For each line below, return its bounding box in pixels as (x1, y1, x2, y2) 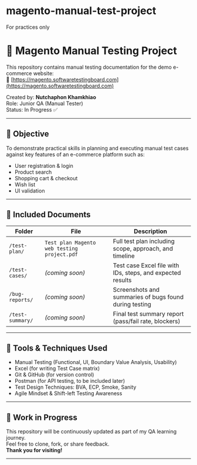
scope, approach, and (113, 244, 173, 252)
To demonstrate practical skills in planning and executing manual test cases (6, 144, 189, 151)
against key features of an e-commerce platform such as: (6, 151, 145, 158)
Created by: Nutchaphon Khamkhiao (6, 93, 97, 100)
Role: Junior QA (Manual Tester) (6, 100, 83, 107)
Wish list (14, 181, 36, 188)
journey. (6, 434, 26, 442)
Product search (14, 169, 52, 176)
